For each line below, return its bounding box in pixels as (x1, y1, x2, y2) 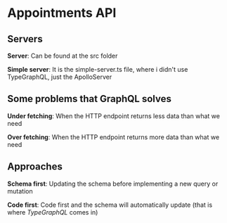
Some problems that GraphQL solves (7, 93, 172, 105)
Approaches (7, 160, 63, 173)
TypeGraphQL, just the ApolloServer (7, 72, 112, 81)
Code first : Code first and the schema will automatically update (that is (7, 200, 213, 209)
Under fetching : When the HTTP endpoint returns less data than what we (7, 111, 220, 120)
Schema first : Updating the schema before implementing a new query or (7, 179, 219, 188)
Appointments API (7, 5, 117, 21)
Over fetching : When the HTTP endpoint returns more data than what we (7, 132, 220, 141)
